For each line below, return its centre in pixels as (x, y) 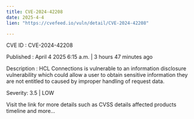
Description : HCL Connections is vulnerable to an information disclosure (96, 69)
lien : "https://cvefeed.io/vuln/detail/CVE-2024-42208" (77, 23)
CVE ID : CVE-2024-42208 (40, 45)
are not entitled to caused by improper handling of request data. (86, 81)
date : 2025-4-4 (25, 17)
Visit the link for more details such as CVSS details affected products (91, 105)
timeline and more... (31, 111)
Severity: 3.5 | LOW (30, 93)
